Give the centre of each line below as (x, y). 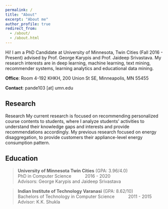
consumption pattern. (28, 143)
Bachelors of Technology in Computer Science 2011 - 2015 (85, 196)
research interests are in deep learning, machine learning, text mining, (78, 63)
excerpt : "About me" (27, 19)
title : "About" (21, 15)
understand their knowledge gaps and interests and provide (67, 126)
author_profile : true (28, 24)
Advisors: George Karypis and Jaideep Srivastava (69, 181)
